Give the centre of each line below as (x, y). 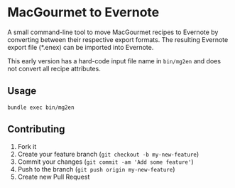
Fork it (27, 146)
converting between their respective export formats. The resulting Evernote (118, 39)
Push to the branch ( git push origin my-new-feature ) (96, 169)
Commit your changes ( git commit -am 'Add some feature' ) (105, 162)
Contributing (36, 129)
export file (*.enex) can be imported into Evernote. (81, 47)
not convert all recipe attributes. (54, 68)
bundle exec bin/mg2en (41, 108)
